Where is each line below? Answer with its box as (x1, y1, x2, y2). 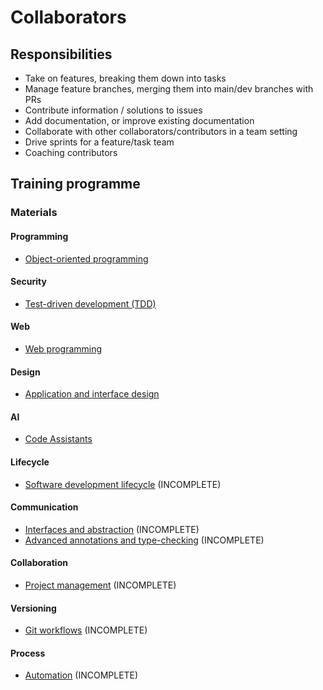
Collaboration (10, 557, 68, 569)
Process (10, 647, 46, 659)
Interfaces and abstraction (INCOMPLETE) (24, 523, 200, 535)
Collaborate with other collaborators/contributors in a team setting (24, 126, 298, 137)
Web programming (24, 342, 103, 355)
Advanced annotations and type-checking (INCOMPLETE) (24, 534, 265, 546)
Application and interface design (24, 388, 160, 400)
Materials (10, 206, 58, 220)
